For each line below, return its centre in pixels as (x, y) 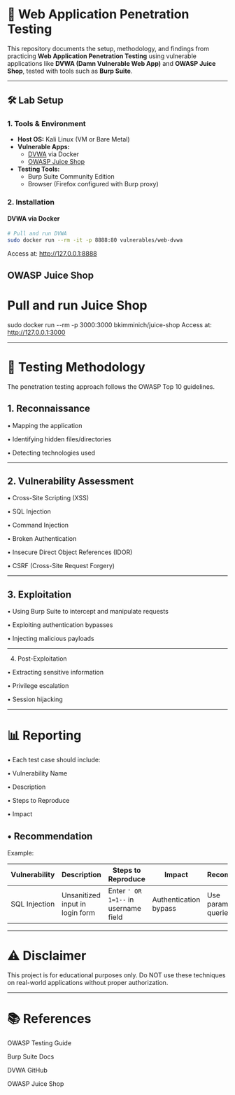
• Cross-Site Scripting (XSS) (48, 498)
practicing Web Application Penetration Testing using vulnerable (102, 56)
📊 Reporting (44, 736)
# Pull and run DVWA (37, 233)
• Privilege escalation (38, 686)
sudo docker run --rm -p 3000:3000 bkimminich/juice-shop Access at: (109, 324)
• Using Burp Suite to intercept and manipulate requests (88, 612)
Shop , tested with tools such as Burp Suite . (70, 71)
